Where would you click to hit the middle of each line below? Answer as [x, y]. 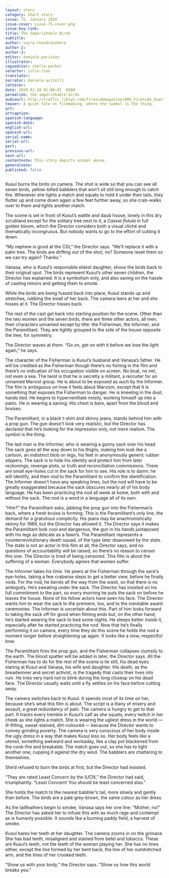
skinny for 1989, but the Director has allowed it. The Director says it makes [82, 524]
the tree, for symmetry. [29, 335]
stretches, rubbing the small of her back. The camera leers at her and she [81, 298]
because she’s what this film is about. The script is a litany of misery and [80, 704]
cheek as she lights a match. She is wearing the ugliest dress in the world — [84, 720]
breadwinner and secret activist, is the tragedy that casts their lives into [79, 673]
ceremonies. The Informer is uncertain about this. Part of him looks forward [83, 609]
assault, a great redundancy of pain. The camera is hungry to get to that [80, 709]
